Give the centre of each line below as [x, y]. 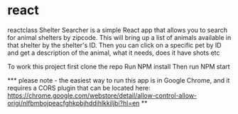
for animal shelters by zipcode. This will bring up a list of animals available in [119, 37]
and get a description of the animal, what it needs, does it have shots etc [114, 53]
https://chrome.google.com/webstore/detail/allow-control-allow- [102, 95]
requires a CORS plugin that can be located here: [79, 88]
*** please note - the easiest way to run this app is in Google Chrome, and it [119, 80]
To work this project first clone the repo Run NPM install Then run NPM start [119, 66]
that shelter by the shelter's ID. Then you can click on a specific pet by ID [114, 45]
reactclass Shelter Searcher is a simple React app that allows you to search [117, 30]
